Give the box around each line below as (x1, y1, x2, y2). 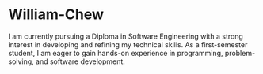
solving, (8, 57, 34, 66)
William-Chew (8, 6, 105, 24)
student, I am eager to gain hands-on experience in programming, (8, 48, 223, 57)
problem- (224, 48, 256, 57)
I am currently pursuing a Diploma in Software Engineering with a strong (8, 31, 244, 41)
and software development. (35, 57, 125, 66)
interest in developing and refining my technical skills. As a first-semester (8, 39, 248, 49)
